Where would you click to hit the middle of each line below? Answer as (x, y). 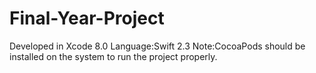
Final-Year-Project (87, 18)
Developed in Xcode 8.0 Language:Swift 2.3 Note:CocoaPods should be (157, 46)
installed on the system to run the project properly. (113, 56)
